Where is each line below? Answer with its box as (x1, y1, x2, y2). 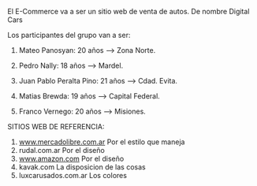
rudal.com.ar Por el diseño (18, 146, 106, 154)
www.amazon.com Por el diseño (18, 154, 125, 163)
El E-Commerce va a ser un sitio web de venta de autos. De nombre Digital (7, 7, 250, 16)
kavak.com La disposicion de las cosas (18, 162, 147, 172)
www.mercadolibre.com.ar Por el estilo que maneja (18, 137, 185, 147)
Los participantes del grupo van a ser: (7, 31, 131, 39)
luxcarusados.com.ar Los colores (18, 171, 128, 180)
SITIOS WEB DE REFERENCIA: (7, 122, 105, 131)
